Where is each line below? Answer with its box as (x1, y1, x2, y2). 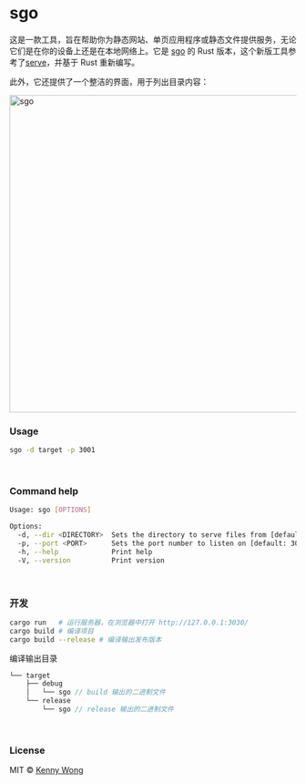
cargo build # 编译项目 (9, 626, 94, 635)
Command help (9, 485, 79, 498)
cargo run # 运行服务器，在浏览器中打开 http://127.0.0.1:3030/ (9, 618, 249, 627)
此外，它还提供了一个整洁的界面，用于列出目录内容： (9, 76, 209, 87)
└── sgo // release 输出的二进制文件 (42, 705, 175, 714)
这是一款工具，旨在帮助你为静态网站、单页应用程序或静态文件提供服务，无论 (9, 34, 297, 45)
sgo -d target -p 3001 (9, 446, 96, 455)
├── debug (25, 679, 64, 688)
